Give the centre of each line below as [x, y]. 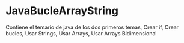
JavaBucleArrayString [62, 11]
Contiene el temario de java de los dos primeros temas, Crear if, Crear [92, 27]
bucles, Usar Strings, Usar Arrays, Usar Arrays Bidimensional [81, 33]
